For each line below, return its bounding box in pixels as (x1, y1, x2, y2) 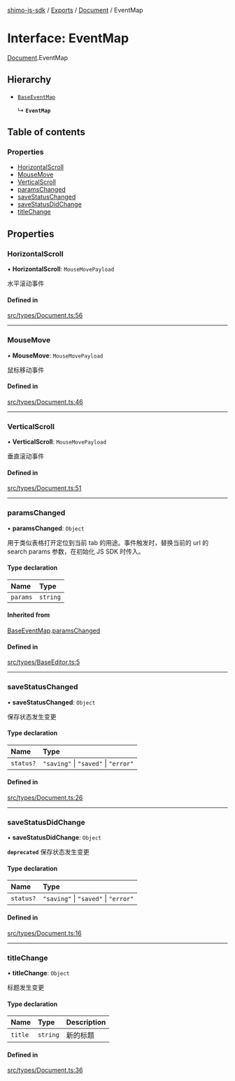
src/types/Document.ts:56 (7, 311, 83, 320)
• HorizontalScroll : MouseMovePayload (7, 265, 115, 274)
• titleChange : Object (7, 968, 70, 977)
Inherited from (7, 611, 50, 619)
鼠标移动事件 (7, 365, 44, 374)
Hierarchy (7, 73, 52, 86)
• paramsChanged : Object (7, 524, 85, 532)
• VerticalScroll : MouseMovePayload (7, 437, 107, 446)
